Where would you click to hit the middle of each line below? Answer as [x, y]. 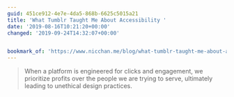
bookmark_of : [26, 52]
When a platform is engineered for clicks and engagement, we [114, 71]
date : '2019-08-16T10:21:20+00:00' [59, 26]
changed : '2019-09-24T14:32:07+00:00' [63, 33]
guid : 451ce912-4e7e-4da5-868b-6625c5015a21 [73, 14]
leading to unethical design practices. [78, 86]
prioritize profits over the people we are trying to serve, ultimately [118, 79]
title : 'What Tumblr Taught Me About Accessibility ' [87, 20]
